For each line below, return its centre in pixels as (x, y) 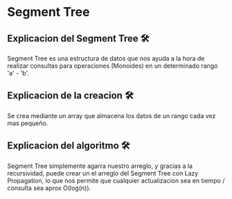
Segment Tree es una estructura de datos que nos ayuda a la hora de (106, 58)
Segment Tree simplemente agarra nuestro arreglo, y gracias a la (100, 166)
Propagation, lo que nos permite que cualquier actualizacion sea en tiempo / (116, 180)
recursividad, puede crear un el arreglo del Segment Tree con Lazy (103, 173)
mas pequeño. (28, 123)
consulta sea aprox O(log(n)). (49, 188)
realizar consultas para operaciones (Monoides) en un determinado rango (113, 66)
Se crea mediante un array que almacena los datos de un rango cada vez (111, 115)
